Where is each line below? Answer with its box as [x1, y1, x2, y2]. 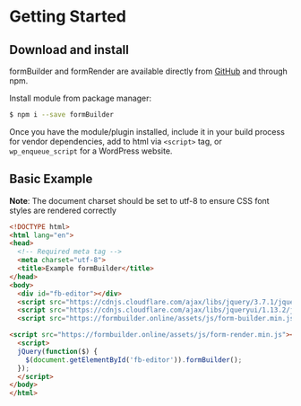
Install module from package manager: [9, 93, 152, 103]
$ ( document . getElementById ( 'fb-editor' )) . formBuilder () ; [25, 355, 243, 365]
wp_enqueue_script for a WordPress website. [9, 146, 173, 156]
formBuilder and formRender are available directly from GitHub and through [9, 66, 288, 76]
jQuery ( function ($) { [17, 347, 99, 356]
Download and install [9, 42, 130, 57]
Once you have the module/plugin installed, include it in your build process [9, 126, 285, 137]
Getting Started [9, 6, 127, 27]
